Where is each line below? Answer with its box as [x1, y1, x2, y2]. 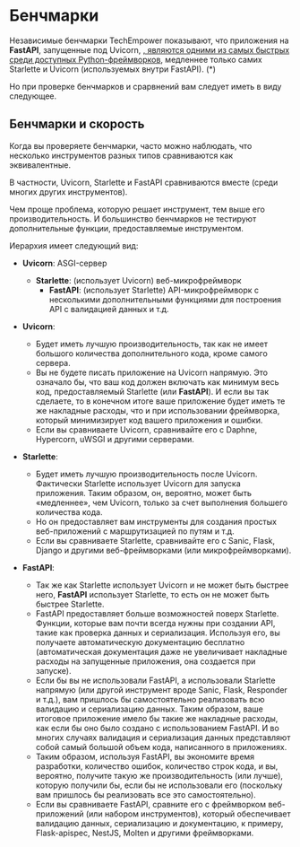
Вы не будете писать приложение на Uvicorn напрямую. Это [35, 367, 269, 378]
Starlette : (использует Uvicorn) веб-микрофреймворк [35, 275, 242, 285]
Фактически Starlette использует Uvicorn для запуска [35, 477, 242, 489]
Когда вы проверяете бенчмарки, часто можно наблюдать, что [9, 140, 253, 151]
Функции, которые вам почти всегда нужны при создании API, [35, 617, 276, 628]
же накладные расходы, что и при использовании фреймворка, [35, 405, 280, 415]
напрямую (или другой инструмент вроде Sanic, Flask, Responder [35, 684, 288, 695]
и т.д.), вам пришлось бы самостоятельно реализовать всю [35, 694, 266, 704]
